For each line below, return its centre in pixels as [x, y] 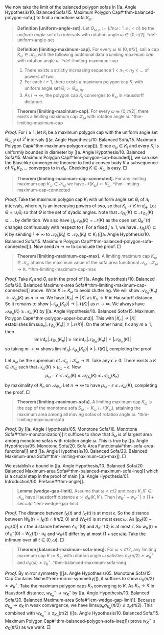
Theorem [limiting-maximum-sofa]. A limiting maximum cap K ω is [84, 402]
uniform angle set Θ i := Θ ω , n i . [54, 89]
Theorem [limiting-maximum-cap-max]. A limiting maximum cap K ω [87, 257]
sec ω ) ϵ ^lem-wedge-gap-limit [47, 503]
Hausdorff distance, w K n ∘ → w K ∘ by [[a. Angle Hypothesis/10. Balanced [77, 593]
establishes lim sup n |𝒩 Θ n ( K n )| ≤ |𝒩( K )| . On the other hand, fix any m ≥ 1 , [79, 325]
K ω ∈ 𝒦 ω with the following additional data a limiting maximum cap [85, 55]
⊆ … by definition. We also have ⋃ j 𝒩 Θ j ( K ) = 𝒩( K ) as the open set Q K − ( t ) [78, 221]
